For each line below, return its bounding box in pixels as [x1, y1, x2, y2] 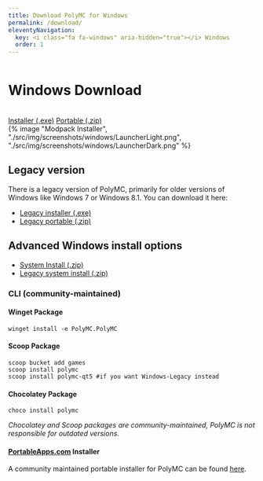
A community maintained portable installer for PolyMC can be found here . [8, 464, 247, 474]
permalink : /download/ [8, 19, 82, 27]
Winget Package [8, 307, 64, 317]
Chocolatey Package [8, 389, 77, 398]
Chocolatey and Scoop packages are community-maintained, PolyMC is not [8, 420, 255, 430]
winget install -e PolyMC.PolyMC [8, 325, 118, 332]
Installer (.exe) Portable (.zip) [8, 116, 102, 126]
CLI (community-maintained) [8, 288, 122, 299]
